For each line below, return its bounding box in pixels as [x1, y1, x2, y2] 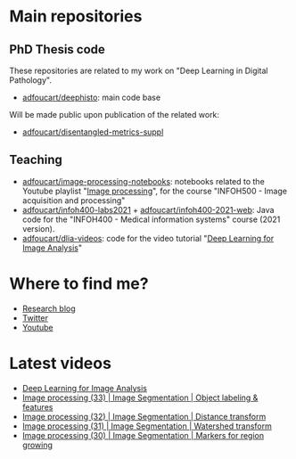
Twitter [21, 312, 49, 323]
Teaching [9, 152, 62, 168]
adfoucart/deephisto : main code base [21, 92, 161, 102]
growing [21, 439, 53, 450]
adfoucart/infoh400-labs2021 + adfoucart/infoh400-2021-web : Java [21, 204, 275, 215]
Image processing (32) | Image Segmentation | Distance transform [21, 411, 267, 422]
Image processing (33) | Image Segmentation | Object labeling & [21, 392, 259, 403]
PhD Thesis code [9, 42, 105, 57]
